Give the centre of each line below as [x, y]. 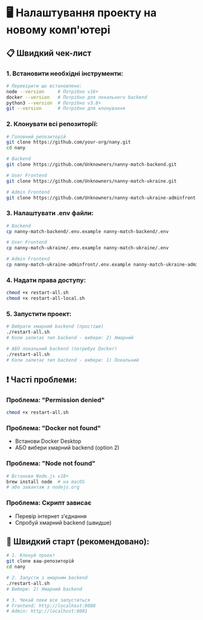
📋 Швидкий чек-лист [49, 53]
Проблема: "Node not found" [51, 463]
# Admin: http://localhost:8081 [47, 612]
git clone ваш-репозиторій [40, 561]
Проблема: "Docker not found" [54, 428]
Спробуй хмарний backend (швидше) [63, 522]
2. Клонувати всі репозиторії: [52, 124]
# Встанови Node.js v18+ [37, 476]
